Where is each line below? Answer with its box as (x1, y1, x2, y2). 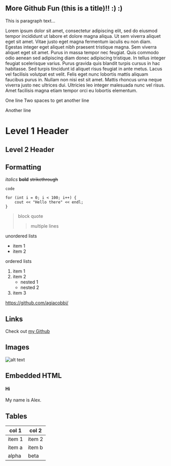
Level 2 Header (5, 145, 55, 154)
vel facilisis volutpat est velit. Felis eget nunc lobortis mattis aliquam (5, 71, 148, 77)
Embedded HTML (5, 371, 62, 380)
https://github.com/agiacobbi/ (5, 300, 69, 306)
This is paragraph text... (5, 17, 55, 24)
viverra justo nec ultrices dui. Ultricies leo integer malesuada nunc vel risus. (5, 82, 165, 88)
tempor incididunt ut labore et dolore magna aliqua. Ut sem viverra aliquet (5, 33, 161, 39)
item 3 (12, 290, 27, 296)
